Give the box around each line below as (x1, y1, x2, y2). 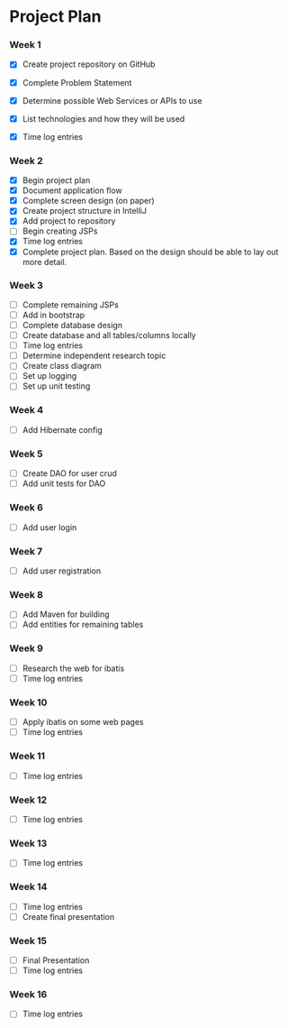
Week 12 (9, 794, 48, 806)
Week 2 (9, 154, 43, 167)
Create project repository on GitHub (22, 59, 156, 69)
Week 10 (9, 696, 48, 709)
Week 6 (9, 501, 43, 514)
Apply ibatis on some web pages (22, 717, 144, 728)
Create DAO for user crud (22, 468, 117, 479)
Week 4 (9, 404, 44, 417)
